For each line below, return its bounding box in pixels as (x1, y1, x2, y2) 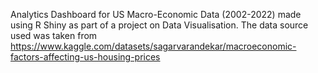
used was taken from (10, 30, 98, 41)
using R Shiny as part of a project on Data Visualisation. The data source (10, 19, 309, 31)
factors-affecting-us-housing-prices (10, 51, 161, 63)
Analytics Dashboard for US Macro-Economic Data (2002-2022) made (10, 9, 302, 20)
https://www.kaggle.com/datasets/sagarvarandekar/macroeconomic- (10, 40, 297, 52)
